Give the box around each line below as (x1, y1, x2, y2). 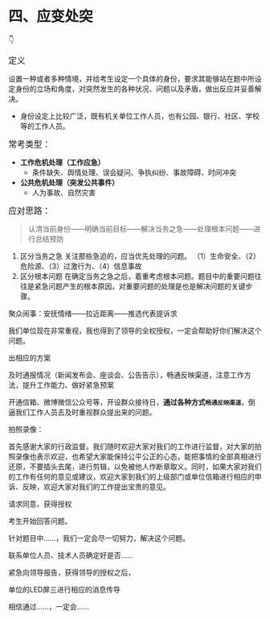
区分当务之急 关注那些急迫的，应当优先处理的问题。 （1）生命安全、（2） (19, 251, 260, 260)
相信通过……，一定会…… (8, 601, 90, 611)
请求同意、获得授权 (8, 499, 72, 509)
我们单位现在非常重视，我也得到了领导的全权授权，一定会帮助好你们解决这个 (8, 326, 262, 335)
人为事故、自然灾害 (31, 187, 96, 197)
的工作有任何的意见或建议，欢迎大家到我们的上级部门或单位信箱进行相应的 (8, 472, 255, 481)
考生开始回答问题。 (8, 516, 72, 526)
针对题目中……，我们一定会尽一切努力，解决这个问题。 (8, 533, 190, 542)
